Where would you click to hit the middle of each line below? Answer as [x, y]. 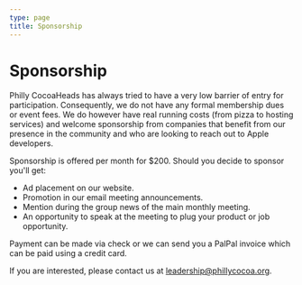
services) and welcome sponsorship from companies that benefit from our [147, 124]
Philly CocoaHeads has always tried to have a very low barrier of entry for [146, 96]
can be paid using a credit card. [69, 253]
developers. [32, 143]
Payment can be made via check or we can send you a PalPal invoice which [150, 244]
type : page [30, 18]
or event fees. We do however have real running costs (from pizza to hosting [151, 115]
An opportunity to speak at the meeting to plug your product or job [146, 216]
